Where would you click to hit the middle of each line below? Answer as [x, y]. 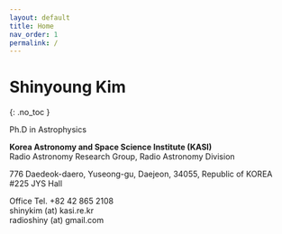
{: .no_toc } [30, 112]
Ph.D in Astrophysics [48, 130]
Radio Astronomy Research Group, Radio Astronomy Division [123, 157]
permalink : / [34, 43]
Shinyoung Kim [68, 87]
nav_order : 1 [34, 34]
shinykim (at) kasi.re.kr [52, 211]
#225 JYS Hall [36, 184]
